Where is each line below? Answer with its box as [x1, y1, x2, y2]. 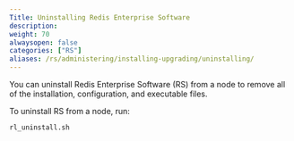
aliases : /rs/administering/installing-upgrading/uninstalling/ [9, 54, 255, 63]
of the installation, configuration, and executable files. [9, 88, 208, 99]
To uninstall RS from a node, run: [9, 106, 130, 116]
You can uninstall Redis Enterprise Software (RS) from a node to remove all [9, 79, 286, 89]
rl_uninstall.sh [9, 123, 70, 132]
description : [9, 21, 58, 30]
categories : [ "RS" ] [9, 46, 82, 55]
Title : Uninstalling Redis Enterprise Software [9, 12, 191, 22]
